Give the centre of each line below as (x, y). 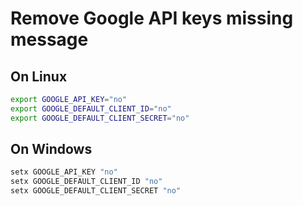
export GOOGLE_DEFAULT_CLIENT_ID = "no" (91, 108)
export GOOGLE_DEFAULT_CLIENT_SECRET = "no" (100, 118)
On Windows (51, 149)
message (49, 39)
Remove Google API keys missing (152, 18)
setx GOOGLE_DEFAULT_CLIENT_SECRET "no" (96, 191)
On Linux (39, 76)
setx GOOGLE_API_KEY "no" (64, 172)
